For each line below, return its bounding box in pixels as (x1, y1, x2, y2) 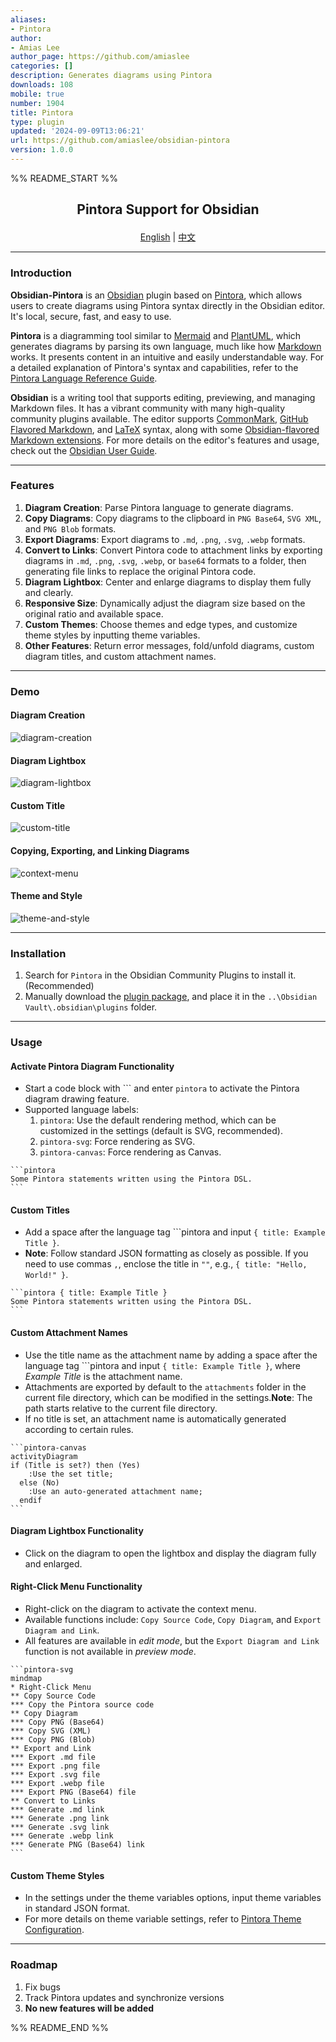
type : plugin (10, 117, 65, 127)
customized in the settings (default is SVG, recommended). (39, 1125, 283, 1137)
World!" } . (24, 1269, 69, 1281)
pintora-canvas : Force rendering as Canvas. (39, 1146, 222, 1158)
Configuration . (24, 1924, 85, 1936)
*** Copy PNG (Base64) (10, 1717, 105, 1728)
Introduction (10, 266, 72, 280)
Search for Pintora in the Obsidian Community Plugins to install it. (24, 969, 297, 981)
